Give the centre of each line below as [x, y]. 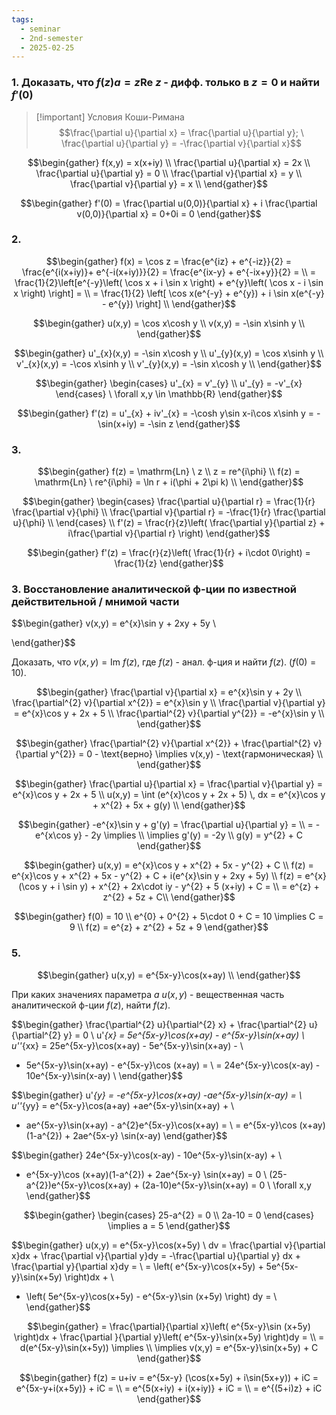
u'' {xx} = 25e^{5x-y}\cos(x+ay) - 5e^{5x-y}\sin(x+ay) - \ [127, 1045]
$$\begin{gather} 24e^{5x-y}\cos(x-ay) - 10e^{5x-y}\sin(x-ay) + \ [147, 1155]
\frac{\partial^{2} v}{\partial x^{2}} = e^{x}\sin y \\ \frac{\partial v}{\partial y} [169, 703]
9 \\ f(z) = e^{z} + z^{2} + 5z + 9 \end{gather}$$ [169, 927]
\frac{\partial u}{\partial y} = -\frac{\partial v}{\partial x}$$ [181, 143]
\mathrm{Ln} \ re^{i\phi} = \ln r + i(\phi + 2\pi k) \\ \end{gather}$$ [169, 482]
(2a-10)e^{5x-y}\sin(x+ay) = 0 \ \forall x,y [226, 1185]
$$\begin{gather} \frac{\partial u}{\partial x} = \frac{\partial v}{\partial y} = [169, 784]
